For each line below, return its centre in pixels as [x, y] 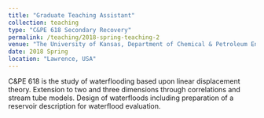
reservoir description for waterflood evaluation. [84, 105]
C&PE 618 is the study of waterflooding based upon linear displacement [125, 81]
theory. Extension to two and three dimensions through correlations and [125, 89]
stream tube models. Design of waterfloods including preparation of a [121, 98]
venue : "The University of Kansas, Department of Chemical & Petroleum [128, 45]
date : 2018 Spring [38, 52]
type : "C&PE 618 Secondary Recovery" [70, 30]
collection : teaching [44, 23]
